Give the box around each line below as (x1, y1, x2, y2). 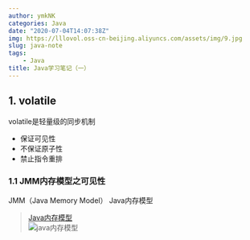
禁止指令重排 (19, 154, 63, 163)
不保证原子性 (19, 143, 63, 153)
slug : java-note (8, 42, 63, 50)
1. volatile (8, 94, 56, 108)
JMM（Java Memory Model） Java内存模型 (8, 195, 154, 205)
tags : (8, 49, 27, 57)
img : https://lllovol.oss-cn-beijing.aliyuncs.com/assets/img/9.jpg (8, 34, 243, 43)
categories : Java (8, 19, 67, 27)
